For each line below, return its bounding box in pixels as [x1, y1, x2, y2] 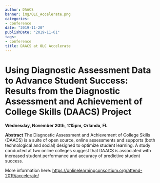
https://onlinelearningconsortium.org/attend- [52, 167, 142, 173]
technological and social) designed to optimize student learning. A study [5, 142, 151, 148]
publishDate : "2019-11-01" [5, 30, 60, 35]
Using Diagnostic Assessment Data [5, 65, 151, 76]
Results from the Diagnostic [5, 85, 120, 96]
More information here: [5, 167, 51, 173]
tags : [5, 35, 16, 40]
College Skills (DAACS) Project [5, 106, 132, 117]
